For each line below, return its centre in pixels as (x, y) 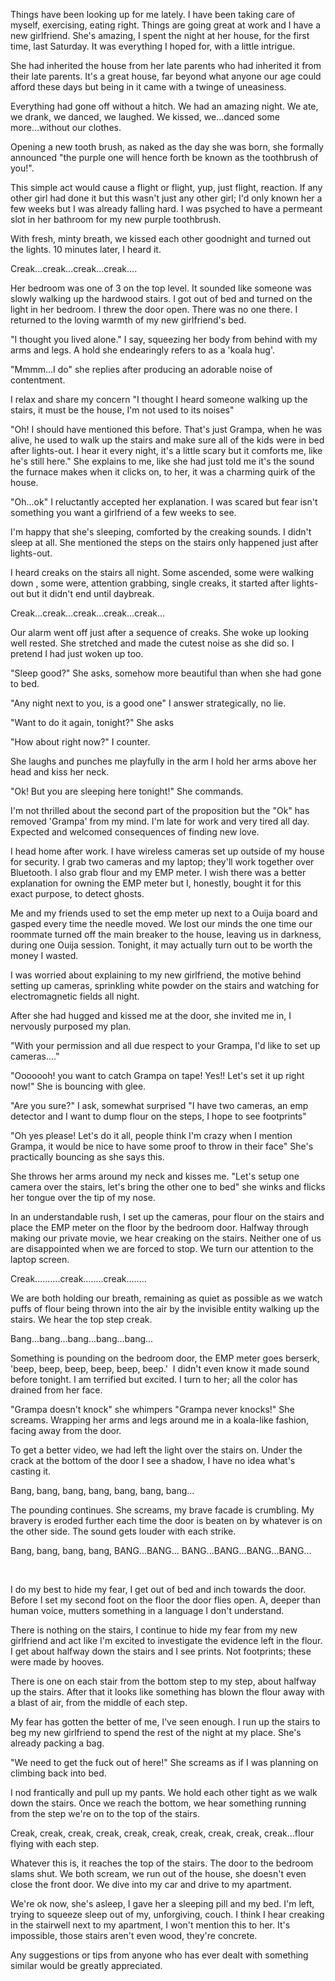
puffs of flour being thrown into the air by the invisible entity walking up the (165, 1308)
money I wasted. (44, 955)
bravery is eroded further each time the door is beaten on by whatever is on (166, 1520)
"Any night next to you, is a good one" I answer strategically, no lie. (148, 703)
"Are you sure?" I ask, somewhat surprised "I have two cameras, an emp (159, 1105)
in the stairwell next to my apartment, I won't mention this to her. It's (150, 1925)
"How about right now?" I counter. (80, 742)
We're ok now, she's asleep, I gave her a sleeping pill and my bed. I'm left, (162, 1903)
